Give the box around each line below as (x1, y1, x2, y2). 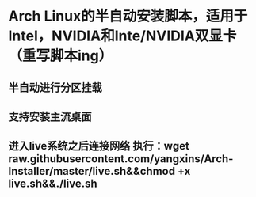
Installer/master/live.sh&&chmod (8, 165, 176, 178)
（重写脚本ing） (8, 47, 113, 65)
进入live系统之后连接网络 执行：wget (8, 139, 190, 153)
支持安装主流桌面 (8, 110, 92, 123)
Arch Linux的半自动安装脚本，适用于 (8, 7, 248, 25)
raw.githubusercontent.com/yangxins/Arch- (8, 152, 234, 166)
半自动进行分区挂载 (8, 81, 102, 94)
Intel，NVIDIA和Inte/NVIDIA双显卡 (8, 27, 237, 45)
